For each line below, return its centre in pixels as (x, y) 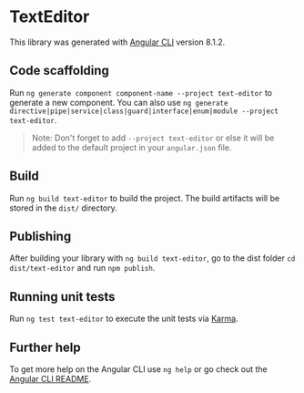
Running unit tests (62, 297)
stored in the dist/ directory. (64, 208)
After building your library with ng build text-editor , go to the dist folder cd (152, 258)
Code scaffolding (59, 71)
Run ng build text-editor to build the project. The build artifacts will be (145, 198)
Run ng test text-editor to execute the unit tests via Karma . (124, 319)
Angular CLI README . (51, 379)
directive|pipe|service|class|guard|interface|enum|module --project (144, 111)
